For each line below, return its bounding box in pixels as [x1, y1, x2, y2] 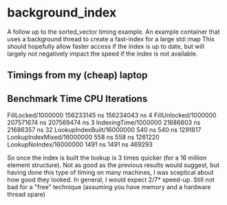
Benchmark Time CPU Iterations [7, 93, 148, 105]
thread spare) [7, 191, 46, 199]
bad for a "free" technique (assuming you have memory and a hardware [7, 183, 211, 191]
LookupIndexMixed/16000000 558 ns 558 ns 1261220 [7, 133, 160, 142]
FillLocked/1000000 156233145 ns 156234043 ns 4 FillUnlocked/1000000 [7, 111, 217, 120]
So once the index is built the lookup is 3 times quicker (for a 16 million [7, 153, 207, 162]
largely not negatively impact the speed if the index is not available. [7, 50, 198, 58]
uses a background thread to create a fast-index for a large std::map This [7, 34, 215, 43]
